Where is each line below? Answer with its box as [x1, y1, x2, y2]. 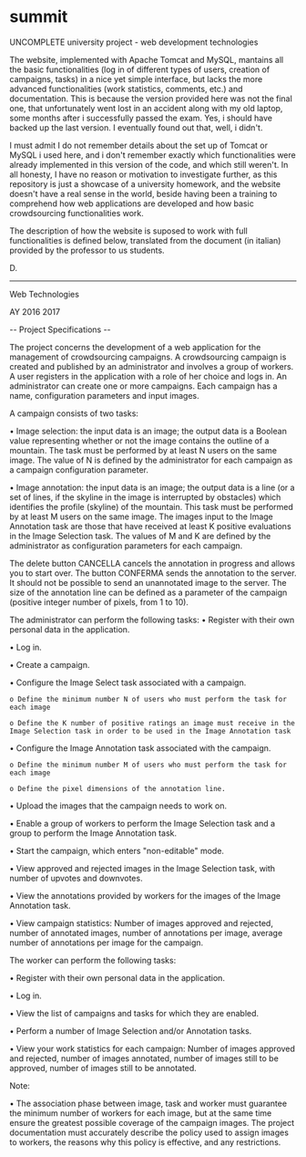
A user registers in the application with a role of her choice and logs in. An [9, 370, 287, 381]
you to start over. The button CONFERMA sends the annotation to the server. [9, 568, 297, 578]
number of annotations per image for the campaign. [9, 937, 204, 948]
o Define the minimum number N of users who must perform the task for [9, 694, 287, 704]
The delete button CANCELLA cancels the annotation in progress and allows [9, 558, 296, 568]
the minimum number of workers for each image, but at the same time [9, 1107, 272, 1119]
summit [9, 6, 68, 27]
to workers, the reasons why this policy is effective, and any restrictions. [9, 1136, 281, 1147]
